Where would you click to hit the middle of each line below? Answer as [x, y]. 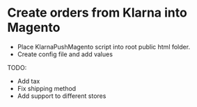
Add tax [29, 81]
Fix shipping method [47, 88]
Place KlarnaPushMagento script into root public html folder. [103, 47]
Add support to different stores [62, 96]
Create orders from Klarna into [97, 13]
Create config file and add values [65, 54]
